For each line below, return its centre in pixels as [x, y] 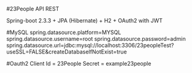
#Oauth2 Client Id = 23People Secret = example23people [79, 64]
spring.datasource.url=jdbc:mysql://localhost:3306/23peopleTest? [90, 45]
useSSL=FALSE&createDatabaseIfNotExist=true [67, 52]
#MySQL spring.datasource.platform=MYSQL [64, 32]
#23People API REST [33, 9]
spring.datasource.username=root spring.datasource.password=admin [96, 39]
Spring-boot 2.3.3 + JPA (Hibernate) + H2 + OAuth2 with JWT [84, 20]
